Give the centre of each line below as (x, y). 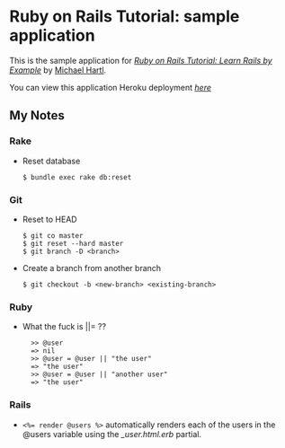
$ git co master (53, 235)
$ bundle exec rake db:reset (77, 177)
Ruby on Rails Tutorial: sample (125, 17)
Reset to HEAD (50, 219)
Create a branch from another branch (92, 268)
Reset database (51, 161)
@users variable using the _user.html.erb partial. (112, 434)
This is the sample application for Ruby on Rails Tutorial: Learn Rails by (141, 60)
